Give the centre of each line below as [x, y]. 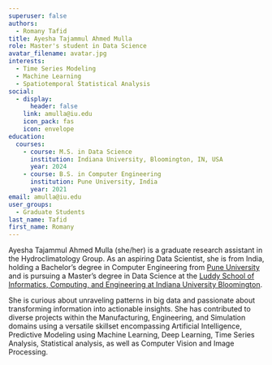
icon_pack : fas [49, 122]
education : [27, 136]
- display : [34, 99]
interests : [27, 62]
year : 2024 [48, 167]
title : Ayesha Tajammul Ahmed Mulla [70, 39]
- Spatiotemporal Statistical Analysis [83, 84]
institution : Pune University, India [94, 182]
